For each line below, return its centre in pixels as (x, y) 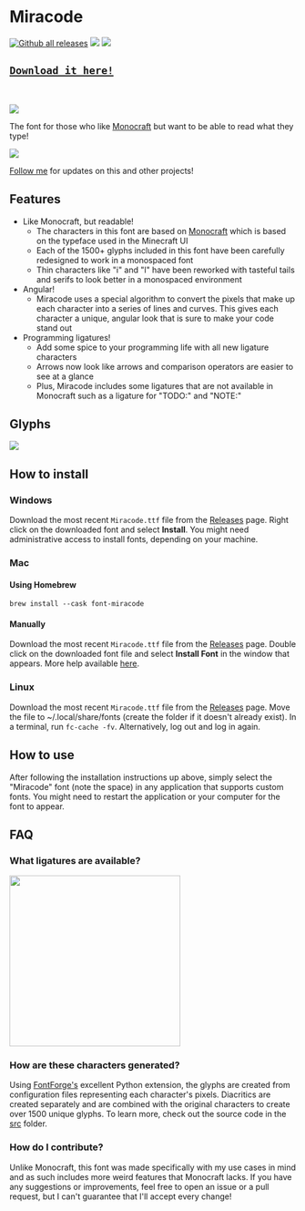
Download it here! (61, 71)
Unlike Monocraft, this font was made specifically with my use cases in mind (152, 1167)
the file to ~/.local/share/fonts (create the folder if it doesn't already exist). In (153, 716)
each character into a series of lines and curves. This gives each (158, 308)
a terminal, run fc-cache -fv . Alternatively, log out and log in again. (135, 726)
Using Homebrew (43, 584)
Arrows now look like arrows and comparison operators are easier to (165, 366)
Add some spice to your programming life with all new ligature (152, 347)
